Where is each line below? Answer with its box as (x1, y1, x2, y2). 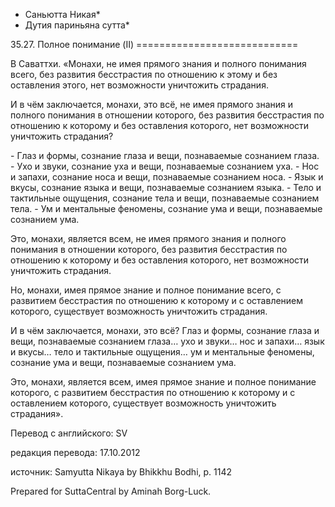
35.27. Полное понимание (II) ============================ (10, 39, 299, 50)
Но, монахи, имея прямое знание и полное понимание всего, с (10, 284, 282, 296)
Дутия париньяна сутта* (24, 19, 130, 31)
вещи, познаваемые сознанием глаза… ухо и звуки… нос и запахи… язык (10, 335, 325, 347)
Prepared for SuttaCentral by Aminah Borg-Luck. (10, 485, 212, 497)
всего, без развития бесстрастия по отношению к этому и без (10, 69, 278, 80)
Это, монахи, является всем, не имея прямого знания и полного (10, 233, 287, 244)
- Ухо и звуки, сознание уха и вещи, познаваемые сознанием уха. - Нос (10, 160, 320, 172)
